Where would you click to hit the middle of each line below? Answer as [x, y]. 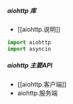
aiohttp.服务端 [37, 93]
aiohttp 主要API [30, 65]
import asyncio [29, 49]
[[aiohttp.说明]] [39, 29]
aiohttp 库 [22, 10]
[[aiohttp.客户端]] [42, 84]
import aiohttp [29, 42]
